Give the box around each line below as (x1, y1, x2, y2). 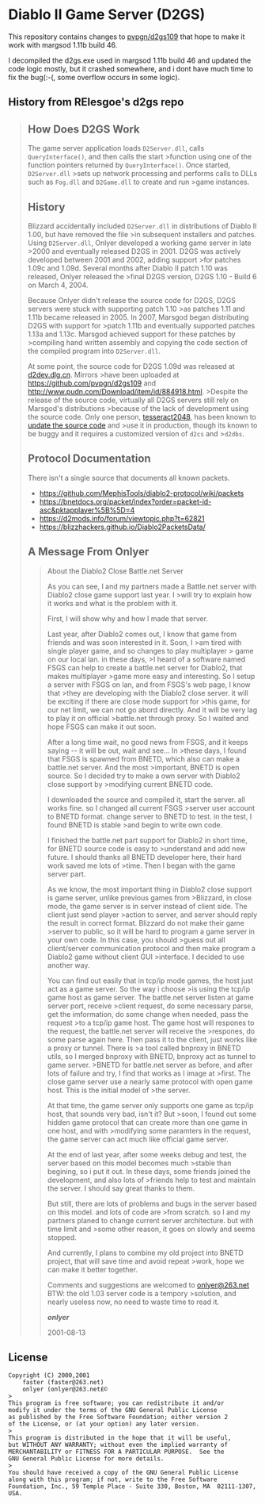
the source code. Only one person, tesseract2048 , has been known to (27, 412, 257, 421)
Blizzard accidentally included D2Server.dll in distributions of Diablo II (27, 221, 257, 231)
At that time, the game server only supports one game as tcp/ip (47, 1100, 255, 1110)
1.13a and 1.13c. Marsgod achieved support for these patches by (27, 329, 236, 339)
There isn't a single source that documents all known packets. (27, 473, 230, 482)
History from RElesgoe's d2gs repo (8, 95, 184, 109)
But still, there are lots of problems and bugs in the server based (47, 1199, 257, 1208)
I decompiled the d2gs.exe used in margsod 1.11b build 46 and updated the (8, 56, 252, 65)
